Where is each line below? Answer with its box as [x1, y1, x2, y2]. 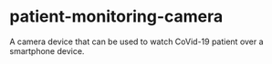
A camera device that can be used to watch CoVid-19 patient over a [9, 36, 264, 47]
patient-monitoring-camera [9, 6, 224, 27]
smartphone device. [9, 45, 85, 56]
